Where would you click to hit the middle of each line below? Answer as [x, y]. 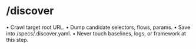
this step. [17, 40]
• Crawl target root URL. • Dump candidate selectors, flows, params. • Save [98, 27]
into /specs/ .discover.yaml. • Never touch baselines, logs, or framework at [96, 33]
